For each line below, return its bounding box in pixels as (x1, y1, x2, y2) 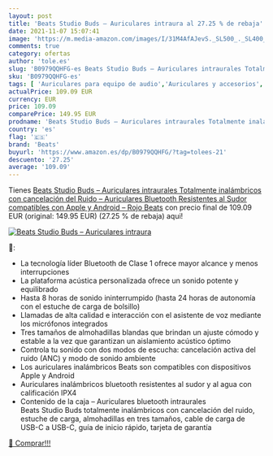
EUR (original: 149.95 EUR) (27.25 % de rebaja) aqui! (8, 211, 184, 221)
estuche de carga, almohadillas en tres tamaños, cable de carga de (19, 414, 245, 423)
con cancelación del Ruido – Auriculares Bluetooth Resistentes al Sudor (8, 194, 248, 204)
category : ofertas (8, 50, 71, 58)
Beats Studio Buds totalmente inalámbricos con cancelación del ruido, (19, 406, 255, 415)
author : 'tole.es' (8, 58, 71, 66)
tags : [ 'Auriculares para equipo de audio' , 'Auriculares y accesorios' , (8, 80, 264, 88)
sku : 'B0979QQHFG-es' (8, 72, 82, 80)
